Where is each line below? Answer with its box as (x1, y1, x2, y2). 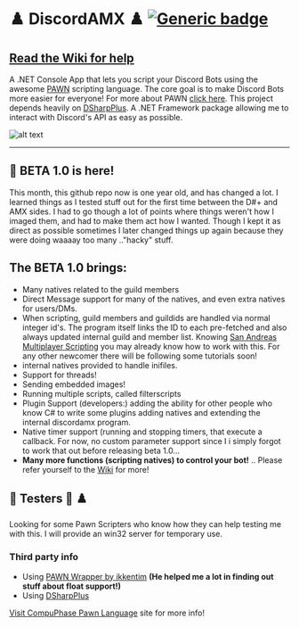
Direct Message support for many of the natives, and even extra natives (21, 293, 286, 304)
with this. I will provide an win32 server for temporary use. (9, 529, 222, 540)
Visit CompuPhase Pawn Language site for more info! (9, 607, 205, 618)
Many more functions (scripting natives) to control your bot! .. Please (21, 454, 283, 466)
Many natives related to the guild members (21, 284, 180, 294)
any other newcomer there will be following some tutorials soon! (21, 351, 258, 361)
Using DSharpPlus (21, 590, 90, 600)
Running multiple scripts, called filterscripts (21, 388, 182, 399)
